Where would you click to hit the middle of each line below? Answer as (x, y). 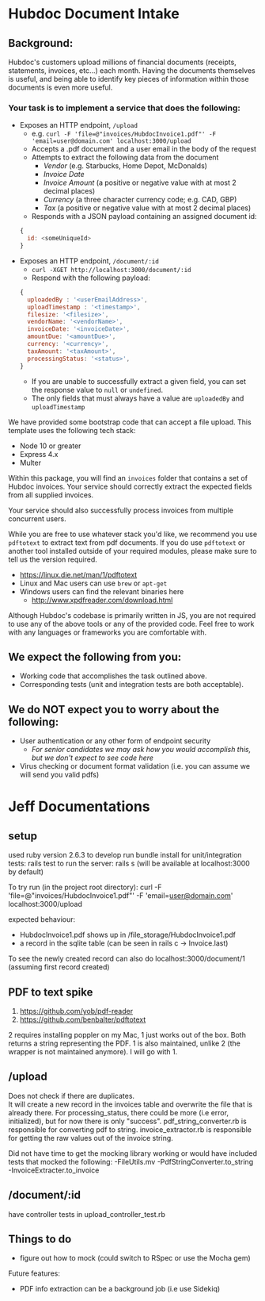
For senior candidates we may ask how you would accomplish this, (141, 750)
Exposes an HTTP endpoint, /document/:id (89, 261)
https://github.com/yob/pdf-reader (76, 1011)
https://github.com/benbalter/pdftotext (83, 1019)
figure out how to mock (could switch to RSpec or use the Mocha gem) (135, 1258)
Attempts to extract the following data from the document (125, 157)
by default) (26, 872)
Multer (30, 462)
